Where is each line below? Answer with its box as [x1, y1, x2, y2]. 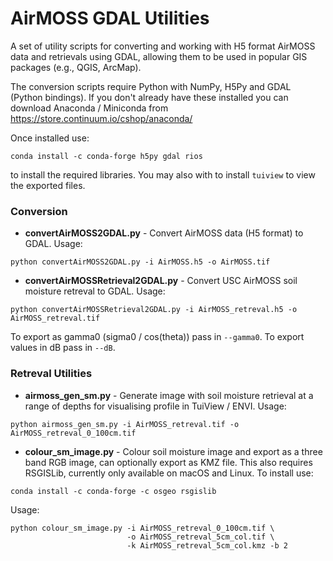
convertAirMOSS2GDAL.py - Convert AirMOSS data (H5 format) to [24, 227, 304, 239]
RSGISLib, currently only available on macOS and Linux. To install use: [24, 467, 314, 479]
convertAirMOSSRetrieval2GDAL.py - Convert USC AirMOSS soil [24, 275, 298, 287]
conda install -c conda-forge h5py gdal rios [10, 151, 203, 161]
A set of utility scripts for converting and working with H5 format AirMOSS [10, 40, 316, 52]
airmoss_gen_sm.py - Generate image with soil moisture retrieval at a [24, 389, 314, 401]
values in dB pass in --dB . [10, 342, 116, 354]
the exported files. [10, 179, 86, 191]
